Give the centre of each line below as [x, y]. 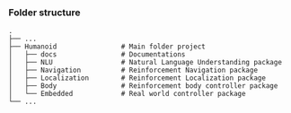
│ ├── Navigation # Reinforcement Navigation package [133, 70]
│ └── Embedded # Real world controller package [127, 94]
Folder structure [44, 13]
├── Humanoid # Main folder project [107, 47]
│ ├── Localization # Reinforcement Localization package [137, 78]
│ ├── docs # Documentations [97, 55]
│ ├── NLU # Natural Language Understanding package [145, 63]
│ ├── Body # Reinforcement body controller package [143, 86]
